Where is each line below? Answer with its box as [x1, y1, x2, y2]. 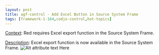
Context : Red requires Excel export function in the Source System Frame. [5, 30, 155, 36]
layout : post [5, 7, 32, 12]
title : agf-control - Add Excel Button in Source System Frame [5, 12, 139, 17]
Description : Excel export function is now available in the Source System [5, 40, 153, 46]
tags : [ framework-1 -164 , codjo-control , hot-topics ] [5, 16, 112, 21]
